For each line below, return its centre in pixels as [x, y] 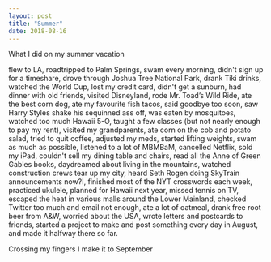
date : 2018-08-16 [38, 31]
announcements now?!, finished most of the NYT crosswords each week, [131, 182]
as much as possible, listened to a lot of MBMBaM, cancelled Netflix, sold [131, 148]
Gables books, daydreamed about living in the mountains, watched [120, 165]
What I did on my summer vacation [66, 54]
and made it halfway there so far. [64, 234]
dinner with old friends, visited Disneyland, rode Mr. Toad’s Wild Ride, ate [130, 96]
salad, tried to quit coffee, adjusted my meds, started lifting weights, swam [133, 139]
